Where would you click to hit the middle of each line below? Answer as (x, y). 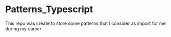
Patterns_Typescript (49, 9)
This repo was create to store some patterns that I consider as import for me (86, 23)
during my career (23, 28)
